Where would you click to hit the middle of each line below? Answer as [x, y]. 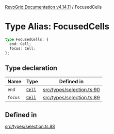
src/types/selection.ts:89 [72, 98]
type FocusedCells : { [27, 39]
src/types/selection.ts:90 [72, 90]
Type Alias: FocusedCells [57, 27]
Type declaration [31, 68]
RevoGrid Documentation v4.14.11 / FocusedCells [53, 7]
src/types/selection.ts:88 [30, 127]
